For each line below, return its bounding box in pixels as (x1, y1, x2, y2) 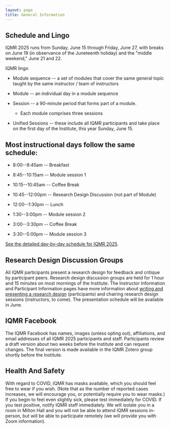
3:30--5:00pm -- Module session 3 (12, 231, 87, 237)
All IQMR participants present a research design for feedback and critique (5, 269, 160, 275)
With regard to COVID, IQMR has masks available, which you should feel (5, 380, 156, 386)
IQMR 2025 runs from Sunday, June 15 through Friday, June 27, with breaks (5, 44, 164, 51)
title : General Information (5, 12, 65, 17)
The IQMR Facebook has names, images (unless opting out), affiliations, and (5, 330, 165, 336)
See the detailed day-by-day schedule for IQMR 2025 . (5, 241, 119, 247)
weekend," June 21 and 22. (5, 56, 62, 62)
